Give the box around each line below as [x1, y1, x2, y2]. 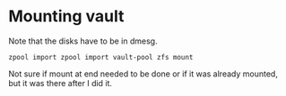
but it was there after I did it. [8, 77, 113, 88]
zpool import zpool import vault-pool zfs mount [8, 52, 194, 61]
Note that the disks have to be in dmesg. [8, 36, 158, 46]
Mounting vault [8, 6, 125, 27]
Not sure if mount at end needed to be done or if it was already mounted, [8, 68, 279, 79]
